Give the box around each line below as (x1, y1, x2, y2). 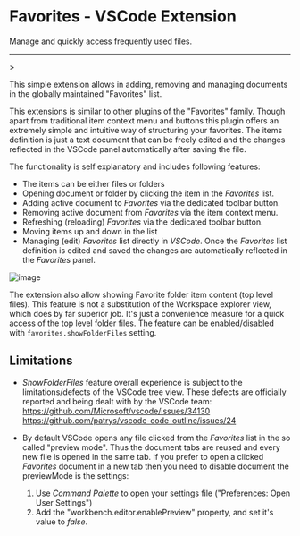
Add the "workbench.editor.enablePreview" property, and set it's (35, 506, 274, 517)
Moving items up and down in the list (21, 225, 158, 236)
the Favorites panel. (21, 254, 96, 265)
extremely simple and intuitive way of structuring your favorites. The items (9, 124, 283, 135)
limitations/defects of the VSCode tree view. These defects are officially (21, 387, 287, 397)
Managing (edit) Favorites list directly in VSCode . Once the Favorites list (21, 235, 287, 246)
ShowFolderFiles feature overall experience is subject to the (21, 377, 243, 387)
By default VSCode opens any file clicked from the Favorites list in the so (21, 432, 291, 443)
